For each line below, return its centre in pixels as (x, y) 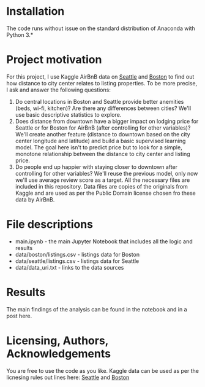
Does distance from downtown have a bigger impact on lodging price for (107, 121)
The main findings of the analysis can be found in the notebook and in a (97, 309)
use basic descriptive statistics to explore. (68, 114)
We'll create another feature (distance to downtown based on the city (103, 134)
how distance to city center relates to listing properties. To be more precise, (102, 83)
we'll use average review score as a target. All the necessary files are (102, 180)
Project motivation (54, 60)
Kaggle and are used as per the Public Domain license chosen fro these (105, 193)
